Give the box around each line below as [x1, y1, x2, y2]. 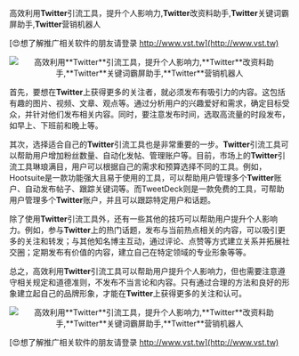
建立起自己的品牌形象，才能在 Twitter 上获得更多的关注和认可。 [16, 288, 247, 298]
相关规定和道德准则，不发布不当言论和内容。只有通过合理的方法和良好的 [16, 277, 282, 287]
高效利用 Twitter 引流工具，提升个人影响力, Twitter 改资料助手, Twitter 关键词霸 [9, 8, 289, 18]
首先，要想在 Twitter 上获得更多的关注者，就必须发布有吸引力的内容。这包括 [9, 87, 287, 97]
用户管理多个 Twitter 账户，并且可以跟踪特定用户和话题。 [9, 195, 216, 205]
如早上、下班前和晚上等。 [9, 120, 103, 131]
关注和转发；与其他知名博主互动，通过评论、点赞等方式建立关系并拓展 [24, 236, 282, 247]
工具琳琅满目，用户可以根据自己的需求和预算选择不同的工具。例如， [16, 161, 267, 172]
